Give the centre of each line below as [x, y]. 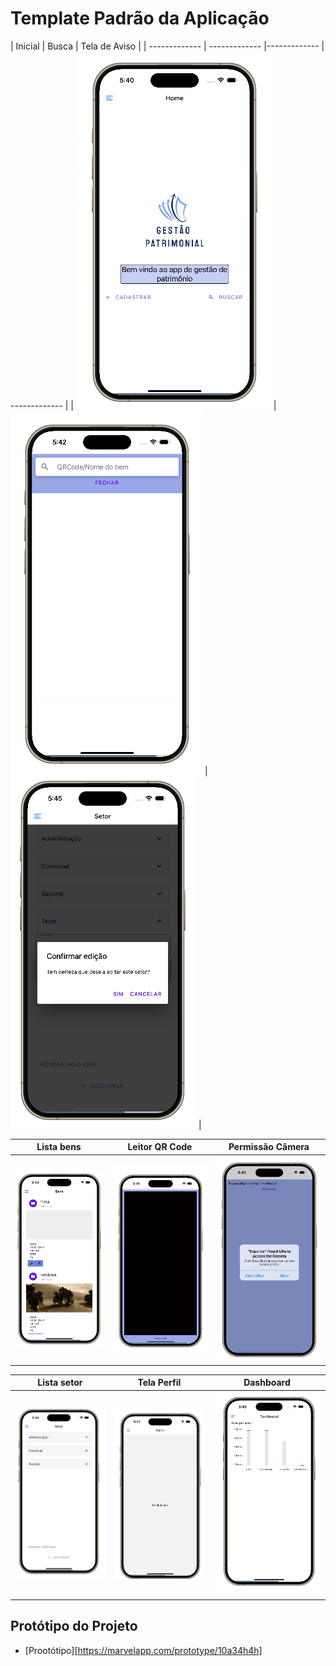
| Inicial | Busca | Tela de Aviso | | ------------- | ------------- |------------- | [167, 46]
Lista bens [59, 1147]
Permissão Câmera [269, 1147]
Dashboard [267, 1383]
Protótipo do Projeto [74, 1626]
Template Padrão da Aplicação [140, 18]
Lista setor [60, 1383]
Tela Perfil [159, 1383]
